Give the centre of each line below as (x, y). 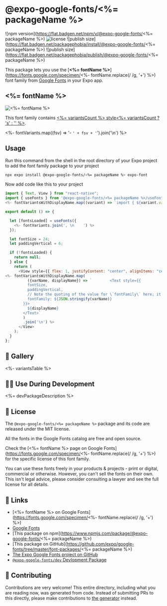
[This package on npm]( (37, 533)
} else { (19, 262)
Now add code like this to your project (44, 184)
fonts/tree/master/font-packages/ (47, 549)
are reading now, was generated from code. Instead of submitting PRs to (80, 593)
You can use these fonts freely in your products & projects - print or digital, (82, 469)
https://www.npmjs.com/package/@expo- (105, 533)
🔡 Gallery (20, 356)
